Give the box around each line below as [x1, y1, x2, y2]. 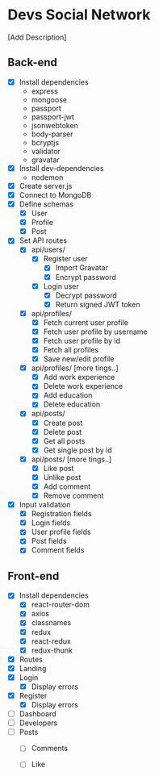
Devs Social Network [7, 6, 151, 24]
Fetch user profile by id [43, 336, 121, 345]
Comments [31, 744, 68, 753]
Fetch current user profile [43, 317, 128, 328]
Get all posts [43, 436, 86, 445]
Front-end [7, 569, 60, 582]
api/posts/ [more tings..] [31, 454, 112, 464]
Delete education [43, 399, 101, 409]
